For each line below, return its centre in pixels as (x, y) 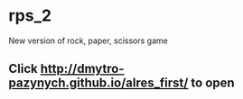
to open (213, 83)
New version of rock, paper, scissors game (88, 40)
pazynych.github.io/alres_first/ (98, 83)
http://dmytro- (82, 69)
